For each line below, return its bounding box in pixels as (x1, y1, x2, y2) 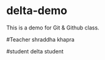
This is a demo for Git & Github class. (6, 24, 100, 31)
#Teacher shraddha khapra (6, 36, 75, 43)
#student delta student (6, 47, 64, 55)
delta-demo (6, 4, 68, 18)
